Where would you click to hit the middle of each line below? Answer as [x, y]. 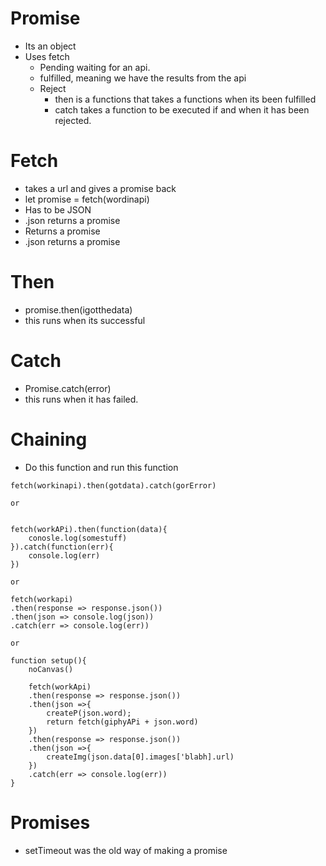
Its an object [50, 46]
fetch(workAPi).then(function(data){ [89, 529]
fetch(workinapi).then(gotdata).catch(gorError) [113, 485]
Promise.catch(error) [68, 388]
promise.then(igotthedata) [78, 309]
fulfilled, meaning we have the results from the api [143, 78]
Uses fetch [47, 56]
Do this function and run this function [101, 467]
